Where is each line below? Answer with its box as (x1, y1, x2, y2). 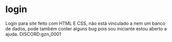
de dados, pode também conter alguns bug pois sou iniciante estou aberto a (5, 25, 167, 31)
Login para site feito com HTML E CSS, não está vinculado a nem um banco (5, 20, 166, 26)
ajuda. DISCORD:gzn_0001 (5, 31, 62, 37)
